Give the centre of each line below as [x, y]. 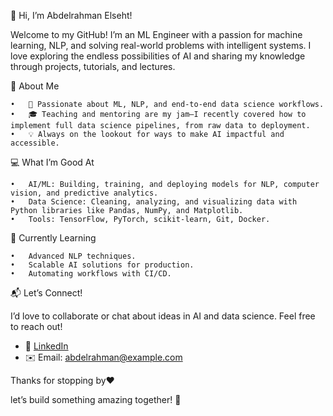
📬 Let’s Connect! [46, 293]
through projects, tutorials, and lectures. [93, 66]
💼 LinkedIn [46, 346]
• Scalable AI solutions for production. [102, 265]
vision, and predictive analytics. [84, 193]
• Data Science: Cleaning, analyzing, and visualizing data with [154, 202]
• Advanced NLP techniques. [73, 256]
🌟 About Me [35, 86]
